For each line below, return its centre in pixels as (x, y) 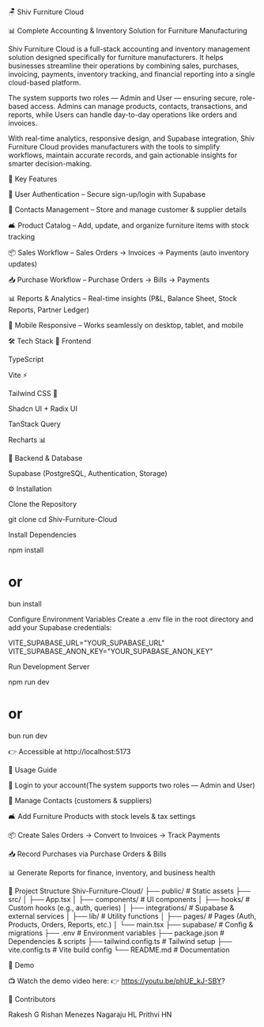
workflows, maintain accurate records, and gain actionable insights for (123, 155)
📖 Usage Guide (33, 769)
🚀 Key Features (33, 179)
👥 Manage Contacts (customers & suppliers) (80, 800)
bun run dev (28, 735)
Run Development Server (49, 666)
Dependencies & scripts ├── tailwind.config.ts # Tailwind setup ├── (120, 941)
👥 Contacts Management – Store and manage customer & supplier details (127, 210)
